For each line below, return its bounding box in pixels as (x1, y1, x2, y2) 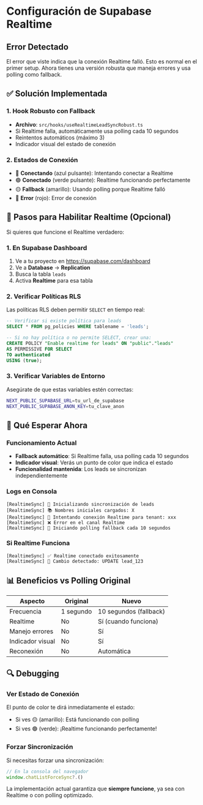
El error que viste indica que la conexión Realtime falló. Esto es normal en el (6, 58, 197, 65)
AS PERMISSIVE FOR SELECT (6, 346, 72, 352)
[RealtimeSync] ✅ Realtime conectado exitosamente (6, 552, 139, 559)
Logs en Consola (6, 488, 57, 496)
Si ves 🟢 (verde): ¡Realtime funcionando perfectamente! (15, 725, 157, 732)
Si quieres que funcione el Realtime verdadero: (6, 228, 124, 236)
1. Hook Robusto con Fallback (6, 107, 96, 116)
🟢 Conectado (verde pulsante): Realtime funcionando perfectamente (15, 176, 191, 184)
